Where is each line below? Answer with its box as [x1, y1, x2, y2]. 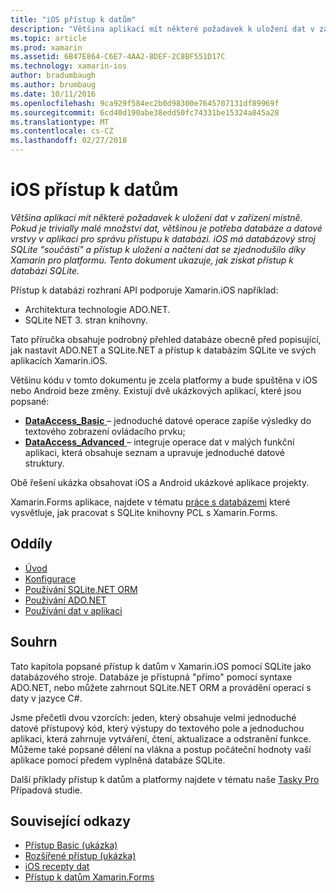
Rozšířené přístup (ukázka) [24, 850, 137, 862]
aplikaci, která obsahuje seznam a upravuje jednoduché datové [24, 446, 285, 458]
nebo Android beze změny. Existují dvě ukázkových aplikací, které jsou [10, 384, 302, 396]
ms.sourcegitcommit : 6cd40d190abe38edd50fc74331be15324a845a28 [10, 107, 280, 118]
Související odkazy [10, 812, 131, 830]
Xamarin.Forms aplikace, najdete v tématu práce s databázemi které [10, 496, 291, 508]
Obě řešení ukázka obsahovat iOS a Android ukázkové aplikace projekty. [10, 476, 310, 488]
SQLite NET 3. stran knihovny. [24, 314, 148, 326]
